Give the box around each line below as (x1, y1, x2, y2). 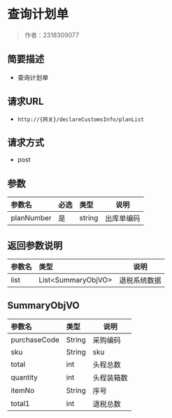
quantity (10, 372, 38, 382)
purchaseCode (10, 335, 59, 345)
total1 (10, 398, 30, 408)
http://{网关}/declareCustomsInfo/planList (17, 116, 145, 123)
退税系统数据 (119, 275, 162, 285)
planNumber (10, 213, 52, 223)
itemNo (10, 385, 35, 395)
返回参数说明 (7, 239, 63, 252)
